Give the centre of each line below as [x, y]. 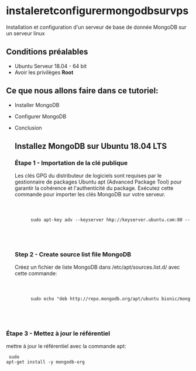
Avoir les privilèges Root [44, 72]
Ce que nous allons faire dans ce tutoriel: [82, 91]
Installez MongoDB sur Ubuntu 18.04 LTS [91, 146]
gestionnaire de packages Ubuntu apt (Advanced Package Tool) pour [98, 182]
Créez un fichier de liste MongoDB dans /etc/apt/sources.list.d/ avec [97, 267]
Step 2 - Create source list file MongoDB [73, 254]
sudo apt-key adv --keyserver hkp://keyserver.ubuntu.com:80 [106, 220]
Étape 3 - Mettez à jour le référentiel [58, 333]
